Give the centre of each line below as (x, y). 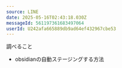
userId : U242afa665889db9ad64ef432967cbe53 (61, 29)
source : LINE (22, 12)
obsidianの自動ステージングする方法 (60, 59)
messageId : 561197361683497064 (45, 23)
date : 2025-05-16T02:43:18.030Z (46, 17)
